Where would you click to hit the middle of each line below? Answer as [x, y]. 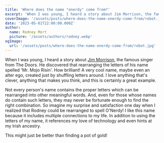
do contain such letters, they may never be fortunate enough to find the [77, 100]
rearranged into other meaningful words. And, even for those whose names [81, 95]
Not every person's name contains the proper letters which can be [72, 89]
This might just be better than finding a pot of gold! [56, 135]
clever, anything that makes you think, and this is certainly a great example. [81, 80]
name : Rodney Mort [28, 32]
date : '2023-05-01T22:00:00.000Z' [40, 23]
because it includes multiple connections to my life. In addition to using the [80, 115]
